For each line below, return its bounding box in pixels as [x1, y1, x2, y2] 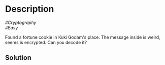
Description [5, 3, 54, 15]
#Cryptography [5, 20, 36, 25]
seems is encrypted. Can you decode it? [5, 39, 87, 45]
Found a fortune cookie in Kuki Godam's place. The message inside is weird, [5, 34, 161, 40]
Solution [5, 54, 32, 62]
